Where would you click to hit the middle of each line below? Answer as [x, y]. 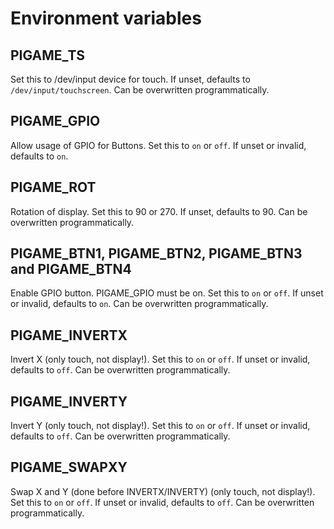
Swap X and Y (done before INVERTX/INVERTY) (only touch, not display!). [163, 491]
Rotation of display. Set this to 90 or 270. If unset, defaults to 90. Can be [159, 211]
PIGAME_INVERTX [69, 335]
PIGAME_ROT [53, 187]
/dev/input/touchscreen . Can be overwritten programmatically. [140, 90]
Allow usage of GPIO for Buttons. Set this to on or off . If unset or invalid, [158, 145]
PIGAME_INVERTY [69, 401]
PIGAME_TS [48, 55]
